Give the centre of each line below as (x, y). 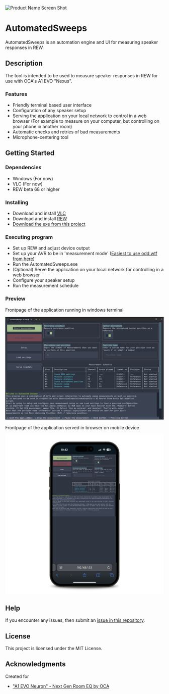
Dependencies (23, 168)
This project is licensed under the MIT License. (54, 649)
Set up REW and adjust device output (51, 248)
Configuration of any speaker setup (49, 111)
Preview (15, 299)
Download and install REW (40, 219)
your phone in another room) (42, 127)
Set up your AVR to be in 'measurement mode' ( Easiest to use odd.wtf (85, 254)
